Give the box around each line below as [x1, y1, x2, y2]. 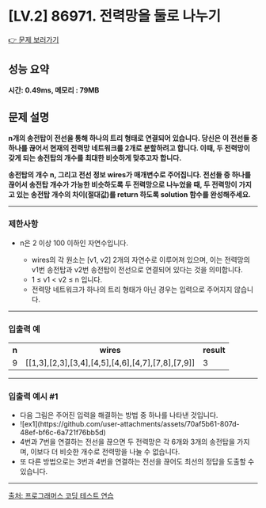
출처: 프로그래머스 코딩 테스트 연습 [8, 491, 114, 501]
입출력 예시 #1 [8, 391, 59, 402]
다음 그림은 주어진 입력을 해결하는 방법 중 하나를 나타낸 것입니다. [19, 411, 218, 420]
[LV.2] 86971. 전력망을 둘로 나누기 [8, 7, 222, 25]
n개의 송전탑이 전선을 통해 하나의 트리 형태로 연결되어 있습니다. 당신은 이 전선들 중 [8, 133, 258, 142]
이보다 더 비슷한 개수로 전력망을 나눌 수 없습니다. [30, 447, 180, 457]
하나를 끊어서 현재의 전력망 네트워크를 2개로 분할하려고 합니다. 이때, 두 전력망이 [8, 143, 251, 153]
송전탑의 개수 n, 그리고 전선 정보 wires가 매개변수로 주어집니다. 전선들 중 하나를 [8, 169, 252, 179]
